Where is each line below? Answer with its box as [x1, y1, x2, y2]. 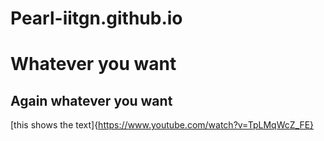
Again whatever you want [10, 92, 173, 109]
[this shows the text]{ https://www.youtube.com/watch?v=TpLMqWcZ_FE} [10, 119, 315, 131]
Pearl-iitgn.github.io [10, 7, 183, 30]
